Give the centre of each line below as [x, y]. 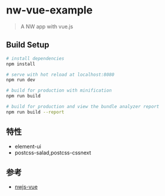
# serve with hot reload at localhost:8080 [60, 75]
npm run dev [21, 80]
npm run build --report [35, 112]
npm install [21, 64]
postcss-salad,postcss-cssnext [53, 153]
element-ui [28, 146]
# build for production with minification [59, 91]
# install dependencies [35, 58]
